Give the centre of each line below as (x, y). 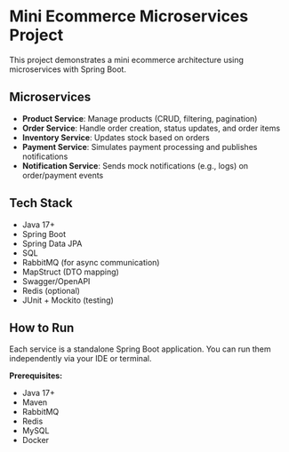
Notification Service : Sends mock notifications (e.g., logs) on (135, 165)
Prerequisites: (36, 376)
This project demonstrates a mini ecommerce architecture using (127, 59)
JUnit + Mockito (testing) (68, 300)
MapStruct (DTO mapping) (71, 272)
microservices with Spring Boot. (68, 69)
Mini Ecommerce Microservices (129, 16)
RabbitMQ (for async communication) (91, 262)
